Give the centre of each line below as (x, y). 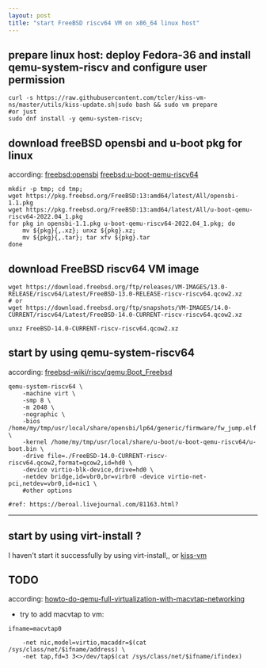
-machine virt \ (49, 393)
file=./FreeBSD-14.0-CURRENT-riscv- (108, 456)
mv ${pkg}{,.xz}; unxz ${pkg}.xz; (79, 231)
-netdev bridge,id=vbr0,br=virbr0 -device (93, 476)
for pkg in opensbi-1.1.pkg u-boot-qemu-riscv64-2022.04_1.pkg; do (122, 224)
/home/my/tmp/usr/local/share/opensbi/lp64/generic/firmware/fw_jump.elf (133, 428)
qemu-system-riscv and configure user (108, 67)
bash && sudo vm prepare (177, 105)
